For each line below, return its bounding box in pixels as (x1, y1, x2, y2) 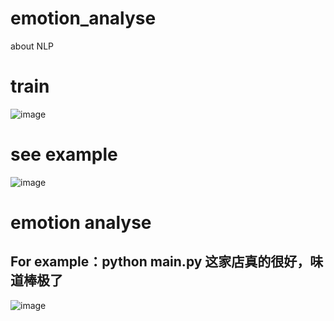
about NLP (10, 40, 55, 52)
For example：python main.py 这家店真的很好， (10, 253, 311, 271)
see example (10, 143, 118, 166)
